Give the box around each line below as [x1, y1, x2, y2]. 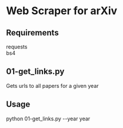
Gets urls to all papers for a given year [6, 82, 99, 89]
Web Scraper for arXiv [6, 4, 118, 18]
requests [6, 43, 28, 50]
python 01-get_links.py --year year [6, 115, 91, 122]
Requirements [6, 28, 59, 38]
